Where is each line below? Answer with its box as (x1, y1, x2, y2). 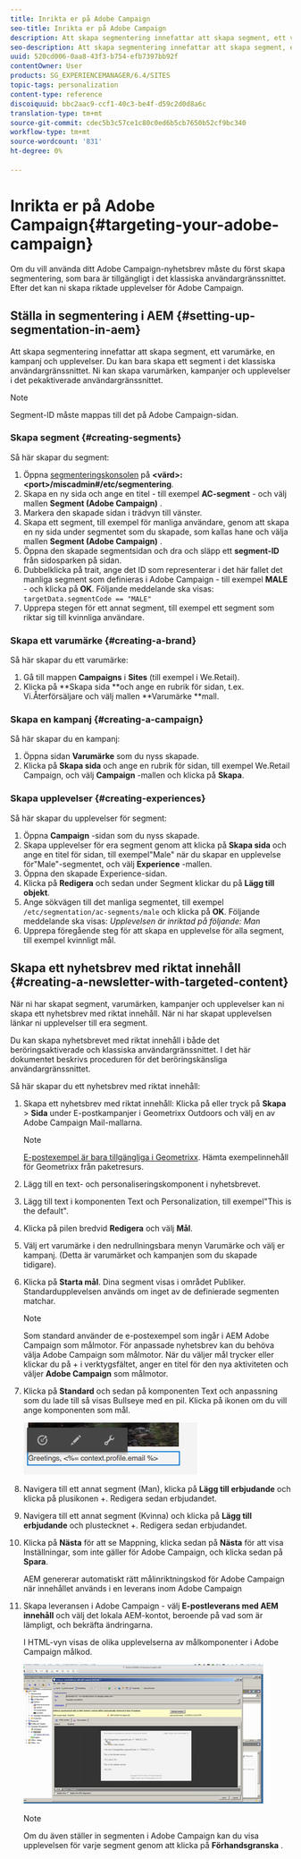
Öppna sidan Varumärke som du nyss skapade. (22, 751, 199, 762)
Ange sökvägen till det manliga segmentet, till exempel (22, 896, 224, 908)
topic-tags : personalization (10, 81, 119, 90)
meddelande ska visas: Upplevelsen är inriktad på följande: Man (22, 916, 261, 926)
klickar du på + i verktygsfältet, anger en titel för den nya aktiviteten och (22, 1359, 288, 1369)
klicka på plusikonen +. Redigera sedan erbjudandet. (22, 1493, 217, 1504)
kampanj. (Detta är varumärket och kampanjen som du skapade (22, 1249, 258, 1260)
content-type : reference (10, 90, 103, 98)
